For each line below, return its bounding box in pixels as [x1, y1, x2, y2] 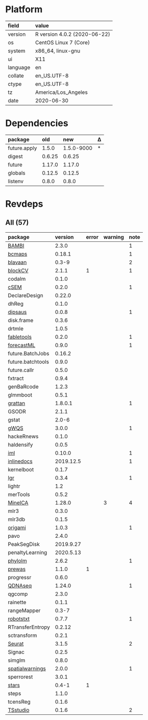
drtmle [8, 325, 24, 332]
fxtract [8, 375, 24, 382]
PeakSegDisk [8, 540, 40, 548]
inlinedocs [8, 458, 33, 465]
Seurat [8, 640, 24, 647]
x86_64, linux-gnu [35, 47, 81, 54]
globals [8, 169, 26, 177]
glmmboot [8, 391, 32, 399]
